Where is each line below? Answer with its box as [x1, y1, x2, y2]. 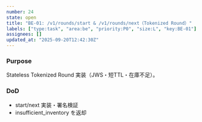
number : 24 [6, 8, 34, 15]
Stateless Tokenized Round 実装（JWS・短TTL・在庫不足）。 [6, 71, 159, 79]
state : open [6, 14, 36, 21]
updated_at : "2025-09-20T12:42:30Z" [6, 37, 99, 43]
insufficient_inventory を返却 [15, 109, 87, 116]
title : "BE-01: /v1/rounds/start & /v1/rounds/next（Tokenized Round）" [6, 20, 192, 26]
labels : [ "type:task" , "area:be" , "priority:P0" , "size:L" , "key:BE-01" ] [6, 25, 197, 32]
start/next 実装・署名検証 [15, 101, 79, 109]
